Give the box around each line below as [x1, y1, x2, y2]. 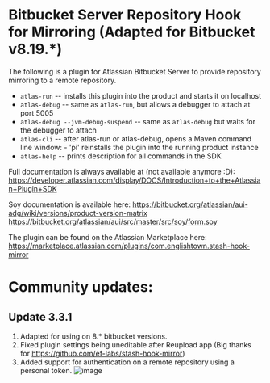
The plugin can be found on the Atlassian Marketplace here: [8, 232, 207, 242]
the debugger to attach [19, 125, 97, 135]
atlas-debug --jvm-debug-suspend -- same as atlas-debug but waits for [19, 116, 256, 126]
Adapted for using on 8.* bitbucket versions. [19, 331, 168, 341]
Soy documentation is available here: [8, 200, 131, 209]
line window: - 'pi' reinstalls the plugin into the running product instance [19, 142, 260, 152]
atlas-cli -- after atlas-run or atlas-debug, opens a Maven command [19, 133, 252, 143]
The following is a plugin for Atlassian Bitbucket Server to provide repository [8, 66, 262, 76]
